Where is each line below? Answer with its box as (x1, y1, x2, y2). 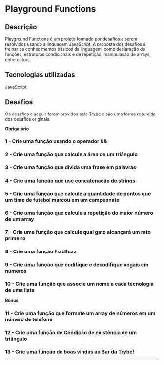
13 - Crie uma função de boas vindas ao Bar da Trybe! (5, 348, 135, 355)
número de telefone (5, 316, 53, 323)
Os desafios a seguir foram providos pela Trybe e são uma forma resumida (5, 111, 156, 117)
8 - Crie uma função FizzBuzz (5, 248, 77, 255)
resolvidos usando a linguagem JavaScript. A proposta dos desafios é (5, 41, 146, 47)
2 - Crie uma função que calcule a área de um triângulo (5, 151, 138, 158)
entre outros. (5, 57, 31, 62)
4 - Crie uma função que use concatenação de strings (5, 177, 136, 184)
